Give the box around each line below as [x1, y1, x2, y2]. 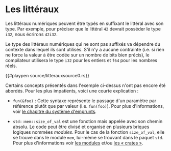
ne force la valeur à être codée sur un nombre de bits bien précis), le [5, 52, 150, 58]
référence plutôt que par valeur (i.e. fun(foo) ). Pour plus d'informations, [12, 103, 164, 109]
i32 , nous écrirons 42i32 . [5, 31, 58, 37]
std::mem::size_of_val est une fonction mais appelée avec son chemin [12, 118, 163, 124]
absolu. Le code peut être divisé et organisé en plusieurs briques [12, 124, 150, 130]
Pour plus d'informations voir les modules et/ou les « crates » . [12, 140, 143, 146]
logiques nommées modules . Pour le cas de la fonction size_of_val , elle [12, 129, 165, 135]
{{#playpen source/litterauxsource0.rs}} [5, 72, 89, 78]
